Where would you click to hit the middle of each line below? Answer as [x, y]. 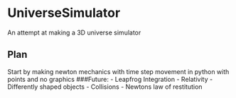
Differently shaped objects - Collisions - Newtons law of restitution [105, 87]
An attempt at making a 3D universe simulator [74, 32]
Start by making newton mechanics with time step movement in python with [118, 71]
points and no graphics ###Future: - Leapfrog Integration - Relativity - [110, 79]
